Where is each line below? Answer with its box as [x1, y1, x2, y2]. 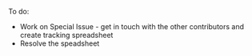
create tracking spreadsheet [19, 31, 114, 39]
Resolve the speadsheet [19, 39, 100, 48]
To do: [8, 7, 30, 16]
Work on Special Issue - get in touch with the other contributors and [19, 22, 245, 31]
